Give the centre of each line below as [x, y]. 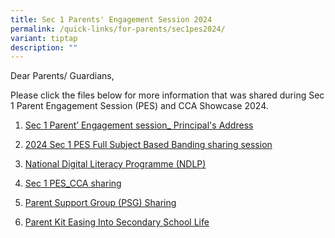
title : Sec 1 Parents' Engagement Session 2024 [111, 19]
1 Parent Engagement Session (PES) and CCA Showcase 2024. [139, 106]
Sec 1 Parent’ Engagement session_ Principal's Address [139, 125]
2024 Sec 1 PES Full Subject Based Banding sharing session [148, 145]
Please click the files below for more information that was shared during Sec [167, 95]
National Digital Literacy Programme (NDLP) [115, 164]
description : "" [44, 47]
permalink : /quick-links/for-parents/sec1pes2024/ [118, 29]
